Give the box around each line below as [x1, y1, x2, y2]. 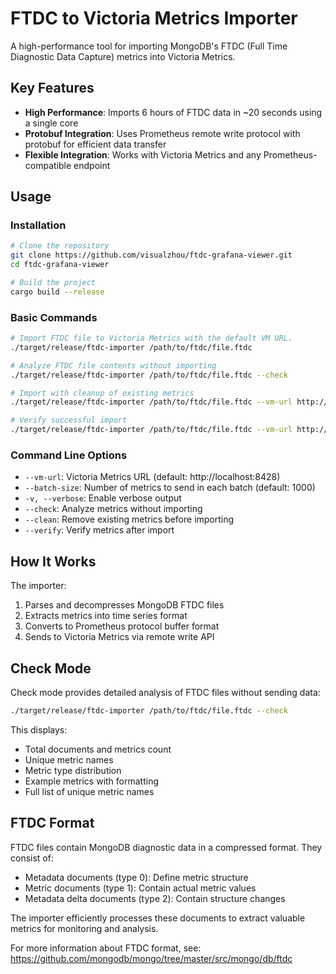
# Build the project [10, 278, 97, 288]
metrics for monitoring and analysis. [10, 922, 159, 934]
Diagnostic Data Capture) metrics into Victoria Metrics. [10, 50, 236, 62]
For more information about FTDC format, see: [10, 942, 202, 954]
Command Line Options [10, 448, 128, 462]
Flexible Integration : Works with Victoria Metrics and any [24, 148, 262, 161]
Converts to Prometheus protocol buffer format [24, 620, 220, 632]
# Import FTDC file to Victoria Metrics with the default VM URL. [10, 333, 293, 344]
